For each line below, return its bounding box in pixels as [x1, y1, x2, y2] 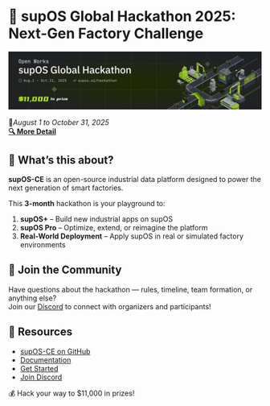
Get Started [19, 363, 59, 373]
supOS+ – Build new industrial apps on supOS [19, 213, 174, 224]
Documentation [19, 354, 72, 365]
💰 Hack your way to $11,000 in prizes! [8, 388, 135, 398]
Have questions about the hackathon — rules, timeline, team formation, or [8, 284, 253, 294]
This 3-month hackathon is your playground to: [8, 198, 166, 208]
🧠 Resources [8, 325, 73, 339]
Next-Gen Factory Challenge [8, 24, 203, 43]
